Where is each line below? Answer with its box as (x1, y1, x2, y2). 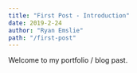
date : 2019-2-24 (8, 19, 62, 27)
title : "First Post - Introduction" (8, 11, 130, 20)
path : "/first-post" (8, 33, 77, 42)
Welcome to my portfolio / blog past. (8, 56, 128, 65)
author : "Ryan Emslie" (8, 26, 84, 34)
